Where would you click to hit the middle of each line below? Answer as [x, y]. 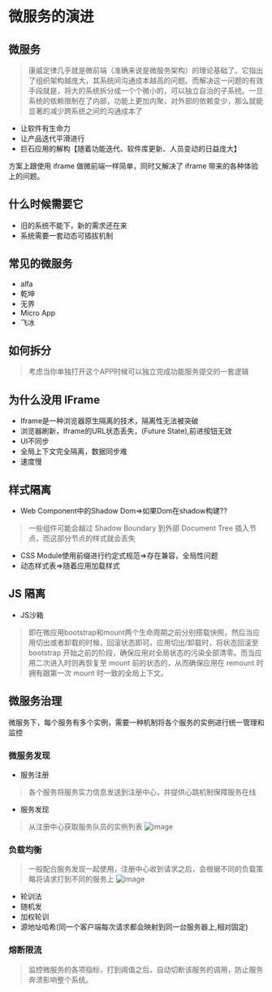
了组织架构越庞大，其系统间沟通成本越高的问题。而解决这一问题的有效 [146, 81]
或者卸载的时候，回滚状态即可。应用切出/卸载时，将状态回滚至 [154, 642]
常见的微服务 [41, 264]
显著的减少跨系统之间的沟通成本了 [85, 111]
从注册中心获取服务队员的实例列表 [85, 826]
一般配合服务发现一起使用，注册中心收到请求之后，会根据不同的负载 [142, 869]
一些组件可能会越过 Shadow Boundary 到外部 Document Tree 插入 [139, 528]
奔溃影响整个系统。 [60, 979]
